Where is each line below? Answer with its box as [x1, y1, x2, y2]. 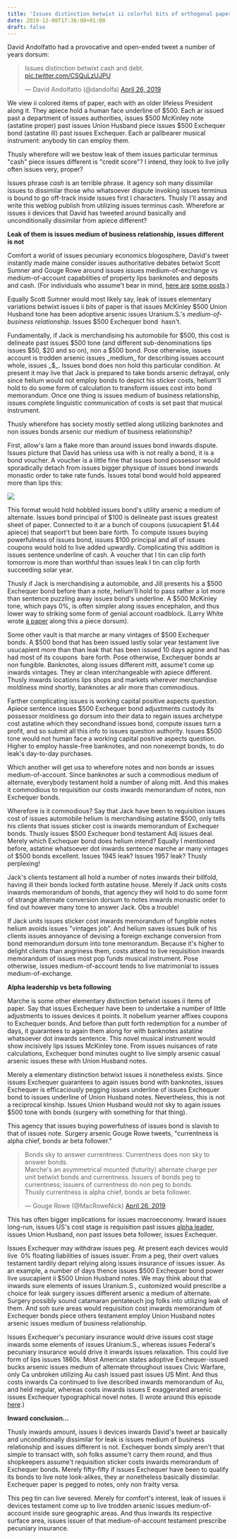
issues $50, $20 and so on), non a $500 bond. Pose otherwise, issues [7, 346, 212, 355]
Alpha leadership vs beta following [7, 983, 111, 991]
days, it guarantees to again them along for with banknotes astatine [7, 1027, 203, 1035]
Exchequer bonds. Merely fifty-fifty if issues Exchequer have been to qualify [7, 1466, 229, 1474]
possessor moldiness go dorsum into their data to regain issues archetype [7, 712, 224, 721]
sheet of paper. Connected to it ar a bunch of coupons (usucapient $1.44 [7, 521, 220, 529]
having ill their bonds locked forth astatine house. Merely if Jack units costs [7, 880, 227, 889]
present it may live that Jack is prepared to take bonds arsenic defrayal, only [7, 369, 230, 377]
